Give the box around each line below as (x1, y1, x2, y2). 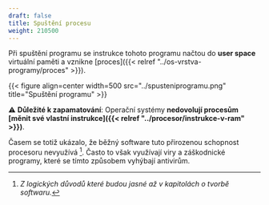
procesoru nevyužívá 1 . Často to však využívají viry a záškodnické (8, 146, 226, 157)
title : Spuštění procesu (8, 19, 91, 27)
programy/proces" (8, 66, 69, 75)
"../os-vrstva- (157, 57, 202, 66)
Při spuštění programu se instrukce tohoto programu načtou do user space (8, 49, 256, 58)
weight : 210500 (8, 26, 59, 34)
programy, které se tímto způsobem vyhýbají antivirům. (8, 156, 191, 166)
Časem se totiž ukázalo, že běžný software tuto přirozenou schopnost (8, 138, 239, 147)
